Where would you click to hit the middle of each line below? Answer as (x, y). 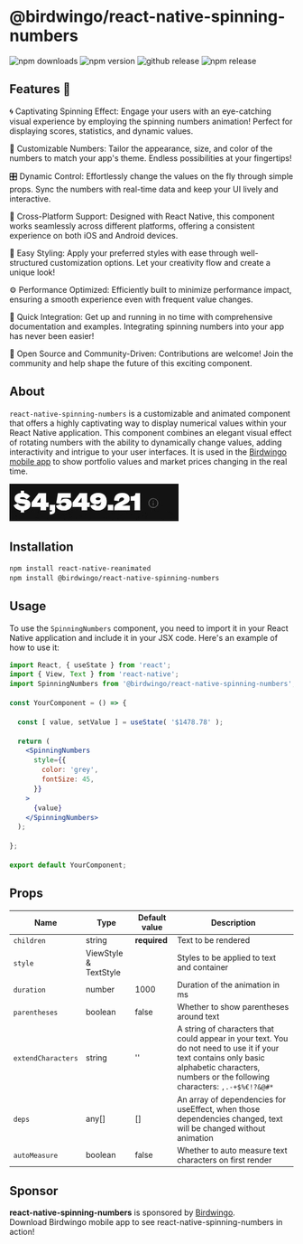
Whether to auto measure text (232, 1150)
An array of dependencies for (232, 1099)
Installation (41, 547)
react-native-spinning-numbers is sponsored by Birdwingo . (123, 1212)
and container (203, 967)
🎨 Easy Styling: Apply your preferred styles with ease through (124, 253)
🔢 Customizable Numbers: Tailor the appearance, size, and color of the (141, 148)
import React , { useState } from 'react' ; (90, 665)
